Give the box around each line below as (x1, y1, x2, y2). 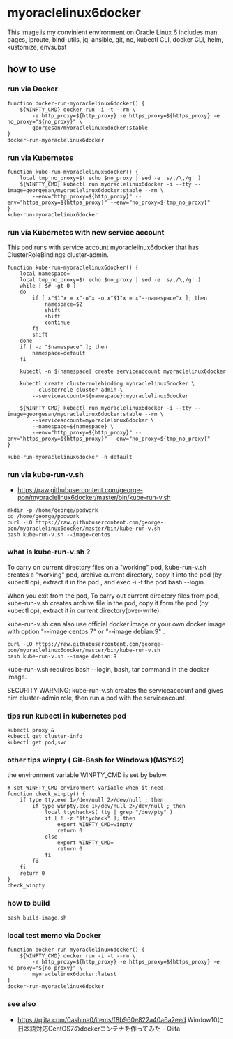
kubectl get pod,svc (7, 739, 68, 746)
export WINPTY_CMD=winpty (57, 821, 133, 828)
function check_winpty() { (7, 790, 86, 797)
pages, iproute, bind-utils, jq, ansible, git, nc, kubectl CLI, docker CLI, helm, (7, 35, 224, 43)
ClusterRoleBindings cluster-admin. (7, 251, 110, 259)
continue (44, 319, 70, 326)
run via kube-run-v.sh (7, 470, 84, 480)
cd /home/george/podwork (7, 513, 80, 519)
